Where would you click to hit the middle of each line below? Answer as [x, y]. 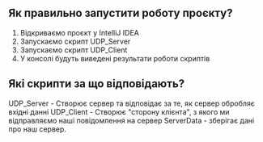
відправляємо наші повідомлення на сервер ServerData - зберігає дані [131, 120]
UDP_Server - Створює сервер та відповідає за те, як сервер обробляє [131, 103]
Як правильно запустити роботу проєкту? [121, 13]
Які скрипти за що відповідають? [97, 84]
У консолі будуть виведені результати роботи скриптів [115, 58]
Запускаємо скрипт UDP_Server [75, 41]
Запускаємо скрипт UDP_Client [74, 50]
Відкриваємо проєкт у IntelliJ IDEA [79, 32]
